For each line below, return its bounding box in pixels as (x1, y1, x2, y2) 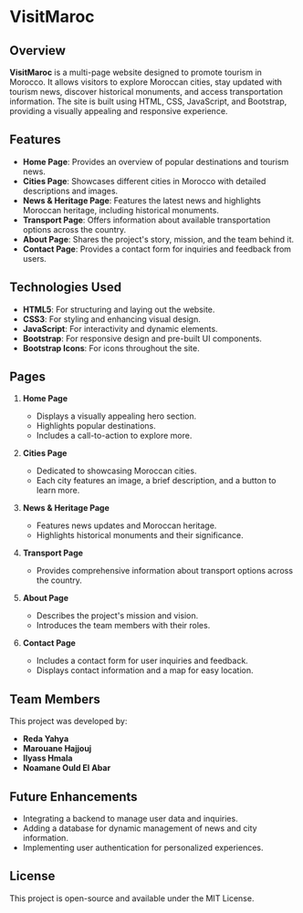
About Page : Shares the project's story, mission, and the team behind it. (22, 233, 295, 244)
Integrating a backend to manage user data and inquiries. (22, 814, 239, 825)
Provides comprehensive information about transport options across (36, 565, 294, 576)
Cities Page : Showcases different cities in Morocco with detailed (22, 175, 266, 186)
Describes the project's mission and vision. (36, 610, 199, 621)
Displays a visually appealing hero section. (36, 410, 197, 421)
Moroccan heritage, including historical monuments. (22, 204, 219, 215)
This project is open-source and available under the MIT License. (9, 892, 255, 904)
